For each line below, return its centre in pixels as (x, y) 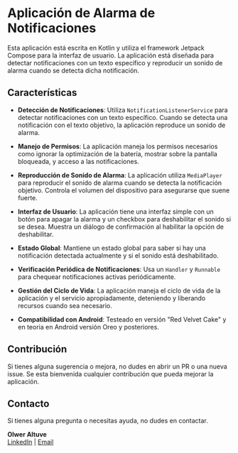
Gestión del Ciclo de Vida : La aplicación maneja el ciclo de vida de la (119, 290)
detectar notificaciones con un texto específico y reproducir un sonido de (115, 62)
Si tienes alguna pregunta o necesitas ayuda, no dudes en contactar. (108, 421)
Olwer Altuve (27, 435)
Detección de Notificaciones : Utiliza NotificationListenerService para (123, 110)
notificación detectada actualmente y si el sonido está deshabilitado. (118, 255)
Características (42, 93)
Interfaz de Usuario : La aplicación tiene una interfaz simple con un (116, 212)
